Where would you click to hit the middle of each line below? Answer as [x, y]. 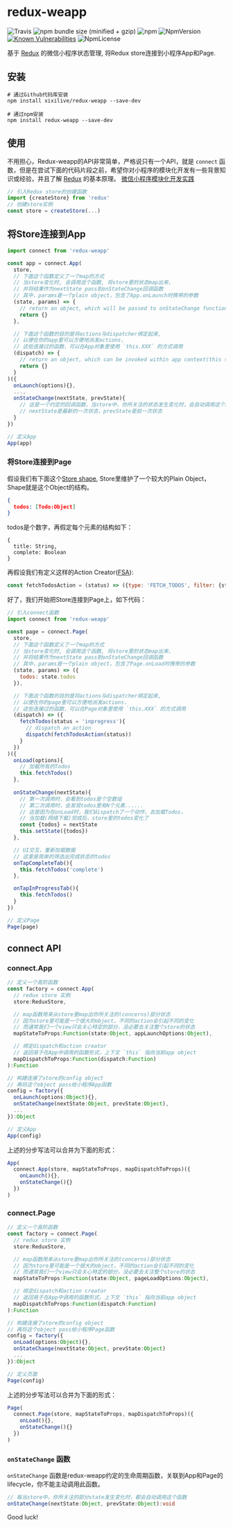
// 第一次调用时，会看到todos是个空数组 [71, 799]
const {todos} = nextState [59, 825]
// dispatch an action [58, 728]
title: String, [35, 546]
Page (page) [23, 926]
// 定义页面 [23, 1374]
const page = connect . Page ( [48, 632]
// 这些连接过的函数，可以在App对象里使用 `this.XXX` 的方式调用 [98, 347]
